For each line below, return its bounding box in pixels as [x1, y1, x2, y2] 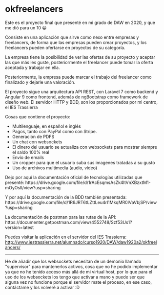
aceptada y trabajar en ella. [5, 65, 60, 70]
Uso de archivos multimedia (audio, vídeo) [12, 165, 98, 171]
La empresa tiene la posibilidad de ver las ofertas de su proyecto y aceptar [5, 54, 155, 60]
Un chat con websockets [12, 138, 62, 145]
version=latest [5, 224, 34, 230]
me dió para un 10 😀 [5, 24, 47, 30]
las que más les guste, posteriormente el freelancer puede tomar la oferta [5, 59, 153, 65]
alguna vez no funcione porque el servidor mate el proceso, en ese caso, [5, 279, 152, 285]
